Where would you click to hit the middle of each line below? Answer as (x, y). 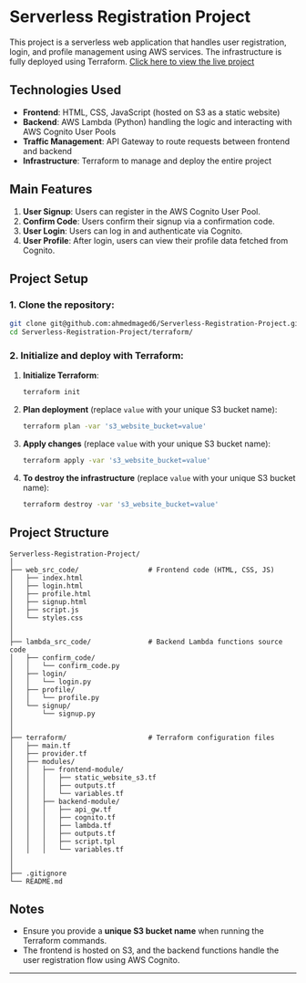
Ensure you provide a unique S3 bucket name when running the (143, 931)
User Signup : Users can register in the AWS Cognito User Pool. (142, 211)
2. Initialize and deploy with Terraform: (97, 355)
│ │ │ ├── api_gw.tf (61, 810)
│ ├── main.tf (40, 746)
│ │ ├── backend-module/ (65, 801)
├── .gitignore (38, 873)
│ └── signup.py (52, 714)
